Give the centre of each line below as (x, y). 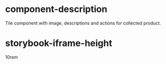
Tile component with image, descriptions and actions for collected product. (83, 23)
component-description (56, 9)
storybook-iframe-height (59, 43)
